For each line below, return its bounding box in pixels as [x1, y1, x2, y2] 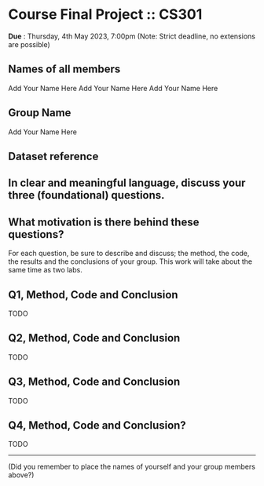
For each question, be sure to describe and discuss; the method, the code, [8, 249, 250, 258]
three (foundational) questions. [8, 188, 165, 202]
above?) [8, 470, 35, 480]
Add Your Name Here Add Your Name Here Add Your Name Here [8, 83, 218, 93]
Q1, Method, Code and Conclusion [8, 288, 178, 301]
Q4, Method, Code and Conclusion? [8, 418, 186, 432]
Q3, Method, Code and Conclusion [8, 375, 181, 389]
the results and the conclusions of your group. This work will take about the [8, 257, 253, 266]
